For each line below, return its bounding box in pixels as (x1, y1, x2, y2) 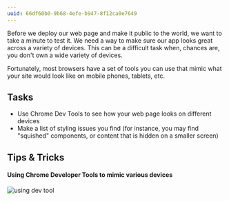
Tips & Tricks (7, 151, 65, 163)
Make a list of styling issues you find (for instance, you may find (17, 125, 199, 133)
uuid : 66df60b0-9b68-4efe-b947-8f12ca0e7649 (7, 10, 137, 17)
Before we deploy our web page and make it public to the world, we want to (7, 29, 222, 37)
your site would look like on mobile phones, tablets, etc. (7, 72, 166, 80)
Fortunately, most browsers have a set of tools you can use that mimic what (7, 64, 222, 72)
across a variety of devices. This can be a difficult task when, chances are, (7, 43, 220, 52)
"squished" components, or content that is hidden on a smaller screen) (17, 131, 219, 140)
